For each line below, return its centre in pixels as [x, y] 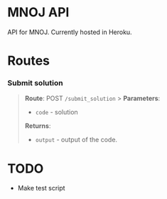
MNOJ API [38, 12]
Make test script [41, 188]
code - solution [56, 112]
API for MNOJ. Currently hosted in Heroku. [70, 32]
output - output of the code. [76, 140]
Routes [28, 61]
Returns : [38, 126]
